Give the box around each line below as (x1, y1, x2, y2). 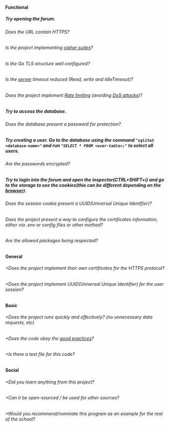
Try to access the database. (5, 108, 67, 114)
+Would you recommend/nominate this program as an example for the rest (5, 410, 163, 417)
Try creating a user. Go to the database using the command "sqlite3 (5, 137, 154, 143)
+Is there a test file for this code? (5, 351, 75, 357)
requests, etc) (5, 319, 35, 326)
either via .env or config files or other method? (5, 222, 103, 228)
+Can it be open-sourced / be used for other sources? (5, 395, 119, 401)
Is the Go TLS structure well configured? (5, 60, 90, 67)
